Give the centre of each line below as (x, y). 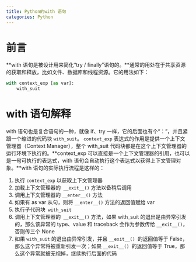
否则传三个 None (35, 232)
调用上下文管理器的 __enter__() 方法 (59, 195)
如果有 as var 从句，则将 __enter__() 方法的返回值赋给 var (85, 202)
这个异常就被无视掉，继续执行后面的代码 (68, 254)
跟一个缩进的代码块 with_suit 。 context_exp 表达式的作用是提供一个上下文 (96, 139)
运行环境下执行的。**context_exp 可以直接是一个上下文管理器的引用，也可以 (98, 153)
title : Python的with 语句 (36, 11)
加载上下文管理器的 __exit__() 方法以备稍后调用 (73, 188)
